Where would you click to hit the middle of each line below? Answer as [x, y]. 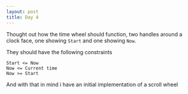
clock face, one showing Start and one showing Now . [71, 40]
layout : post [22, 12]
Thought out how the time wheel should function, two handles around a [94, 34]
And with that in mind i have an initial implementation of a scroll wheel [92, 84]
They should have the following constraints [59, 52]
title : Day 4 [22, 17]
